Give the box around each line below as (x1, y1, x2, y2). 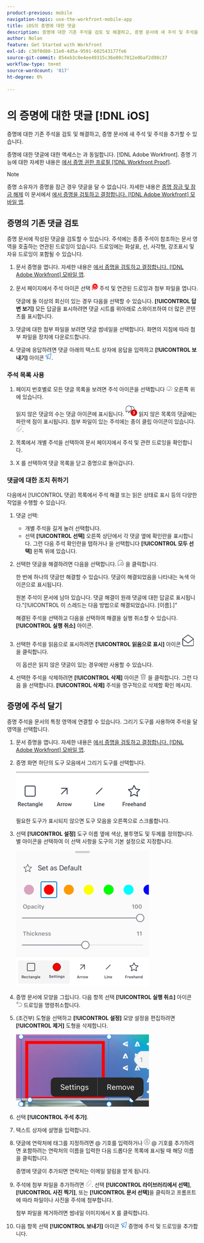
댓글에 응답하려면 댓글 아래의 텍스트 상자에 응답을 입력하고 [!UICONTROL (15, 346, 191, 353)
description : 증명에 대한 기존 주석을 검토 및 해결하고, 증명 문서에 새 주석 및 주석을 (7, 29, 199, 35)
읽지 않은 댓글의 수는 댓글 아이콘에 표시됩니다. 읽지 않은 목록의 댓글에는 (15, 410, 197, 418)
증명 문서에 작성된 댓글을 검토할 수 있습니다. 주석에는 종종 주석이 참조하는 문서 (7, 235, 192, 243)
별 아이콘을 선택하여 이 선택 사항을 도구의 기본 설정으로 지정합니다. (15, 838, 173, 845)
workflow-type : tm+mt (7, 61, 62, 67)
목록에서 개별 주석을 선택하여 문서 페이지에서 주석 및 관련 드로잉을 (15, 439, 172, 446)
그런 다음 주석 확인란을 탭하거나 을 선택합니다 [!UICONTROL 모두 (33, 540, 188, 547)
